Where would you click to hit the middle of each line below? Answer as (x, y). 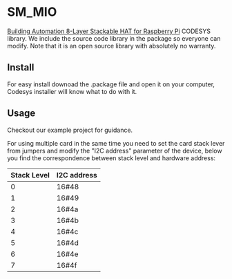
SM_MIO (32, 12)
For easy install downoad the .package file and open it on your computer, (111, 84)
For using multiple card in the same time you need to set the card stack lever (116, 143)
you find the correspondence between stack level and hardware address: (112, 158)
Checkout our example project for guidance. (70, 130)
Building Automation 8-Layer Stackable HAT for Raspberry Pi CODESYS (109, 31)
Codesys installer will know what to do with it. (72, 91)
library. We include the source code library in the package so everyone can (114, 38)
